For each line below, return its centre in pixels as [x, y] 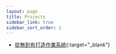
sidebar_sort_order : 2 [34, 28]
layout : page [22, 11]
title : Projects [26, 17]
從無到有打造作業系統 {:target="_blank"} [62, 45]
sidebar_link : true [30, 22]
